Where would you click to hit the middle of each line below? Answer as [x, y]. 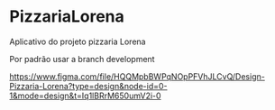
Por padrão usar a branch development [82, 59]
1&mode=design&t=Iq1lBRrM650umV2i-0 [85, 96]
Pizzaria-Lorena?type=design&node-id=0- [88, 86]
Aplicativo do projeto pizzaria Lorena [78, 41]
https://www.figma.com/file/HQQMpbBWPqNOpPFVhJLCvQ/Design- [137, 76]
